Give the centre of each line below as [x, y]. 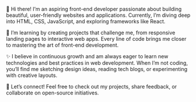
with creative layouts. [32, 75]
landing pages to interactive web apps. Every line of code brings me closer [96, 39]
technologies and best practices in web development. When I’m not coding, [97, 63]
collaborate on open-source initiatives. [53, 93]
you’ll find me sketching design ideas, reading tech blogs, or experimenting [97, 69]
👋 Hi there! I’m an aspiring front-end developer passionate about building [94, 9]
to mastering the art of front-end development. [62, 45]
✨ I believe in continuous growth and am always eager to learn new [87, 56]
